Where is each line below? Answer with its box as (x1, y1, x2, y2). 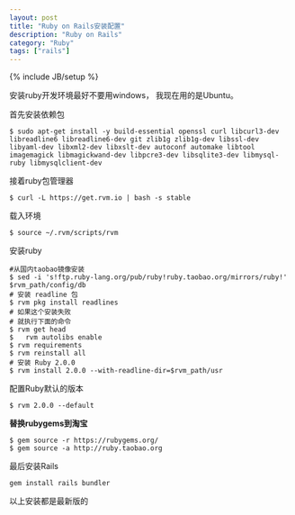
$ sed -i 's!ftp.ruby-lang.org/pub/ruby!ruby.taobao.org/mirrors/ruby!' (9, 273, 288, 282)
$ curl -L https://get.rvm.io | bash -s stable (9, 194, 192, 203)
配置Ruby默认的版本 (9, 384, 84, 394)
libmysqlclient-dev (29, 158, 103, 167)
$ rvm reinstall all (9, 348, 87, 358)
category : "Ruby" (9, 38, 75, 48)
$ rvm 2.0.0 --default (9, 402, 94, 411)
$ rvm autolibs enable (9, 333, 103, 342)
